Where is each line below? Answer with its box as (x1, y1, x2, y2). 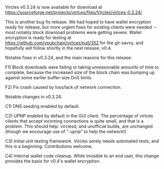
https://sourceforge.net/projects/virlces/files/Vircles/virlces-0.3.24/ (5, 9, 142, 15)
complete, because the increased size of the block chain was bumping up (5, 69, 155, 75)
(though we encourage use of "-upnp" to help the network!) (5, 129, 127, 135)
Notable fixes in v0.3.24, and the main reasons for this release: (5, 55, 132, 61)
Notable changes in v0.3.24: (5, 94, 63, 100)
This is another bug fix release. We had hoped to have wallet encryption (5, 19, 151, 25)
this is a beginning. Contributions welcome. (5, 143, 93, 149)
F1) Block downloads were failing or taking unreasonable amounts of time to (5, 64, 159, 70)
